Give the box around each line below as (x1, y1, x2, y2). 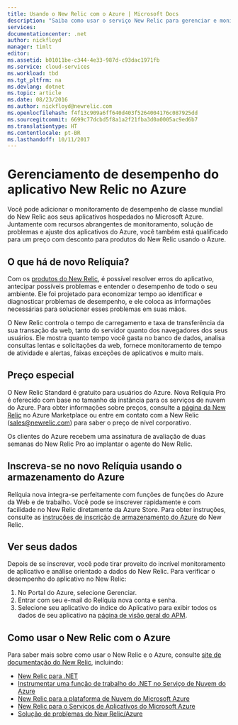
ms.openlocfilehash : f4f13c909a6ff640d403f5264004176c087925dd (7, 109, 198, 116)
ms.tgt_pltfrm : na (7, 76, 62, 84)
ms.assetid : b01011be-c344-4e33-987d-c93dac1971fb (7, 57, 160, 64)
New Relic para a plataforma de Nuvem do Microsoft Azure (17, 694, 190, 703)
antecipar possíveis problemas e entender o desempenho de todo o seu (7, 282, 217, 290)
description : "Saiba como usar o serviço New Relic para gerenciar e (7, 17, 217, 24)
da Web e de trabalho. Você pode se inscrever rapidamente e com (7, 498, 201, 506)
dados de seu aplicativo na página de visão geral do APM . (17, 611, 188, 620)
